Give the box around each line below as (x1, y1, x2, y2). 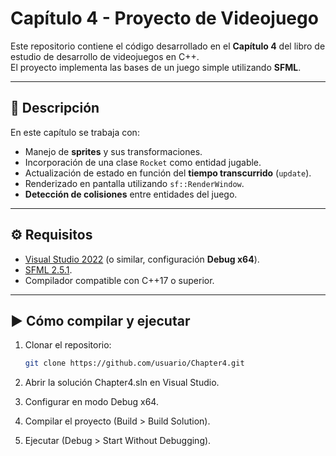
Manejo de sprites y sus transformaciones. (24, 145, 203, 157)
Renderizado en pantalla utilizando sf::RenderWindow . (24, 177, 245, 189)
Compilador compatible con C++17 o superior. (24, 274, 215, 286)
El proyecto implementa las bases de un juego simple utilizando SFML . (10, 61, 302, 73)
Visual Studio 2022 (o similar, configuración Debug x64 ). (24, 253, 260, 265)
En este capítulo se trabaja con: (10, 126, 140, 138)
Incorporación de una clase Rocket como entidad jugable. (24, 156, 262, 168)
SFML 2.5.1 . (24, 263, 73, 276)
